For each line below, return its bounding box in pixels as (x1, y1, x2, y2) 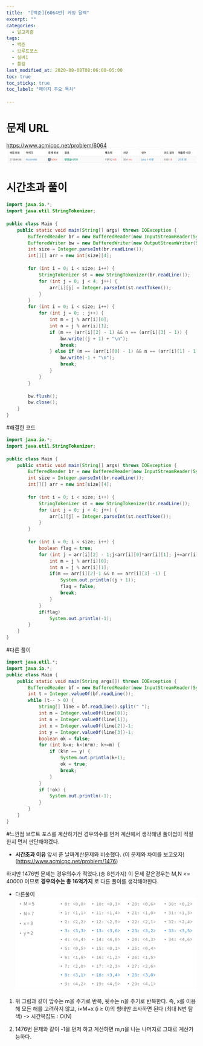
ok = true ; (60, 761, 88, 768)
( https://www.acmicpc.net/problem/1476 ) (14, 857, 118, 865)
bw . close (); (28, 399, 59, 405)
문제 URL (6, 122, 50, 136)
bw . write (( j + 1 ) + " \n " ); (60, 336, 129, 342)
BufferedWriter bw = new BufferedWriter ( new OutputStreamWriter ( (28, 240, 196, 246)
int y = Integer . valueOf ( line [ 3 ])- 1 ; (38, 729, 134, 735)
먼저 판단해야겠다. (17, 838, 60, 845)
